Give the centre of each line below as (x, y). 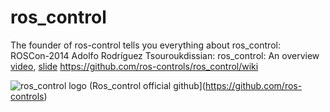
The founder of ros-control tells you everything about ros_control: (145, 45)
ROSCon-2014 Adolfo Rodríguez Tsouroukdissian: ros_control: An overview (165, 55)
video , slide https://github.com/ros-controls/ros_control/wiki (134, 66)
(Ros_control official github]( (147, 85)
